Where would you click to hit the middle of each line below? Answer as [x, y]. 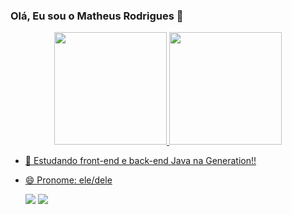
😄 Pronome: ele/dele [68, 180]
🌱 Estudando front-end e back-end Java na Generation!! [140, 161]
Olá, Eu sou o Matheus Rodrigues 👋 [97, 16]
